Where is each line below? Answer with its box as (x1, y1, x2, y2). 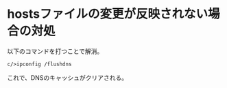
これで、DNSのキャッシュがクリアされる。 (7, 73, 128, 82)
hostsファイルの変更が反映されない (7, 6, 208, 22)
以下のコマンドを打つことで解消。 (7, 47, 104, 55)
